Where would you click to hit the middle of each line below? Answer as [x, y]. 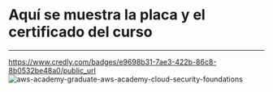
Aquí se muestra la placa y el [107, 15]
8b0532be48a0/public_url [52, 70]
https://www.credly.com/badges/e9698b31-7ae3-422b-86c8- [113, 61]
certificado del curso [80, 32]
